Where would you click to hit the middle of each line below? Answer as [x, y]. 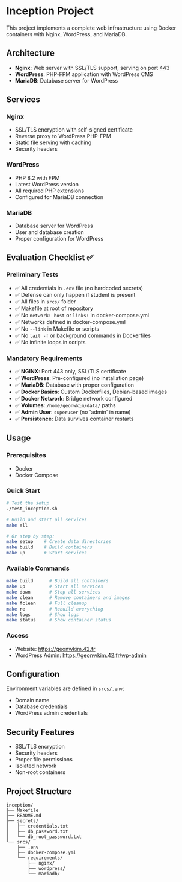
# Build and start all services [47, 519]
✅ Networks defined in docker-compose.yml [70, 322]
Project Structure [39, 791]
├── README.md [24, 816]
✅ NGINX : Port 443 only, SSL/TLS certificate [70, 372]
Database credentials [41, 706]
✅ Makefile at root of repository [54, 308]
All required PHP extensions [50, 191]
